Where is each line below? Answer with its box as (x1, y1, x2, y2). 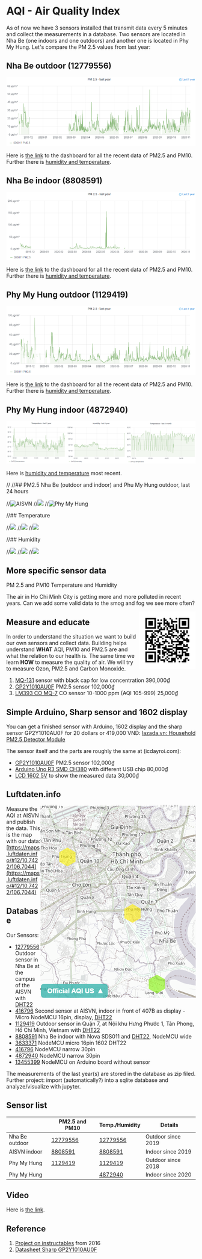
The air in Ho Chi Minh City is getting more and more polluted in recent (6, 593, 182, 601)
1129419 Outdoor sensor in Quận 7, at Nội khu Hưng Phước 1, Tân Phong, (14, 1020, 194, 1027)
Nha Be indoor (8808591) (6, 176, 103, 186)
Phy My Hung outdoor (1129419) (6, 290, 129, 300)
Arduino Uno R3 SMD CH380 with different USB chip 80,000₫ (14, 766, 168, 773)
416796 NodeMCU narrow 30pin (14, 1045, 96, 1052)
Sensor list (6, 1101, 47, 1111)
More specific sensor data (6, 566, 106, 576)
